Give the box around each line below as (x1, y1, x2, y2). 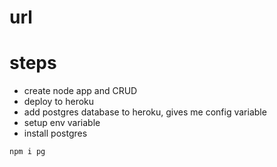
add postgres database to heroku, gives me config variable (23, 106, 267, 118)
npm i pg (9, 147, 46, 157)
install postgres (23, 127, 88, 140)
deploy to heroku (23, 96, 95, 108)
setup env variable (23, 117, 101, 129)
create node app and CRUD (23, 85, 138, 97)
